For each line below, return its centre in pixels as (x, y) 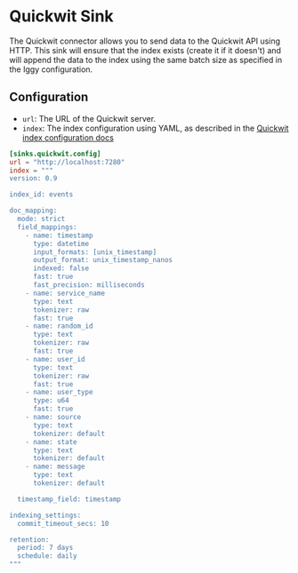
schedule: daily (47, 556)
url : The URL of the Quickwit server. (89, 118)
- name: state (51, 442)
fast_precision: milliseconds (89, 285)
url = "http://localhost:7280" (67, 162)
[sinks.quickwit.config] (55, 154)
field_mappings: (47, 227)
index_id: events (41, 195)
